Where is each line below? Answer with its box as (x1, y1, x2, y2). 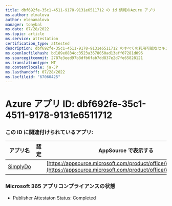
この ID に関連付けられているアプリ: (5, 128, 94, 136)
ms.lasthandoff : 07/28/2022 (5, 70, 66, 75)
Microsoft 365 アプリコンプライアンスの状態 (5, 183, 116, 190)
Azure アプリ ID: (5, 98, 75, 110)
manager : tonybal (5, 22, 42, 27)
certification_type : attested (5, 41, 70, 46)
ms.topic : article (5, 31, 45, 36)
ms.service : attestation (5, 36, 58, 42)
